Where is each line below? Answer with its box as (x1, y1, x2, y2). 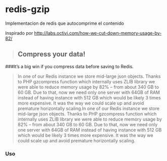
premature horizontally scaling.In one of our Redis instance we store (17, 105, 160, 112)
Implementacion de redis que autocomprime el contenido (5, 20, 125, 26)
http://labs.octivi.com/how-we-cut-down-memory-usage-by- (34, 30, 162, 36)
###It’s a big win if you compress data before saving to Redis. (5, 63, 134, 69)
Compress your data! (17, 50, 86, 59)
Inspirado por (5, 30, 33, 36)
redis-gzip (5, 4, 50, 15)
